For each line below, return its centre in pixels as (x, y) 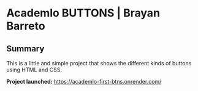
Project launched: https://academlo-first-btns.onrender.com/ (84, 82)
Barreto (26, 26)
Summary (25, 49)
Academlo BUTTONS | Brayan (83, 13)
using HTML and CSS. (34, 70)
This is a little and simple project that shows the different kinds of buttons (99, 63)
